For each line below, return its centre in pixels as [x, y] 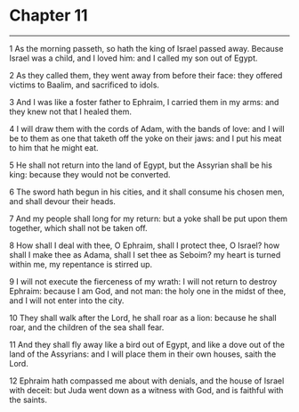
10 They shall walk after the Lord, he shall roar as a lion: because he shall [143, 317]
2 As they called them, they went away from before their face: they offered [146, 75]
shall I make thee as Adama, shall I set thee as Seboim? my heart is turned [145, 254]
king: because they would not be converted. [90, 174]
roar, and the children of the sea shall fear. [87, 327]
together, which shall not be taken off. [79, 227]
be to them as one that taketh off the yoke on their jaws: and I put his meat [145, 138]
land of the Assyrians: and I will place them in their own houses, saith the [143, 354]
